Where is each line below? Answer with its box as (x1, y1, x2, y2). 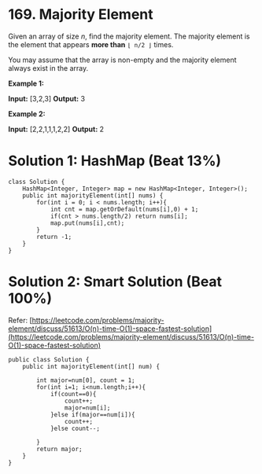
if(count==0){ (50, 390, 97, 398)
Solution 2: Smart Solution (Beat (8, 273, 223, 291)
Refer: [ (8, 315, 33, 325)
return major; (36, 445, 83, 453)
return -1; (36, 233, 72, 241)
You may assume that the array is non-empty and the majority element (8, 55, 238, 64)
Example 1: (8, 79, 45, 88)
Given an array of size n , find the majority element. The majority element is (8, 31, 250, 41)
